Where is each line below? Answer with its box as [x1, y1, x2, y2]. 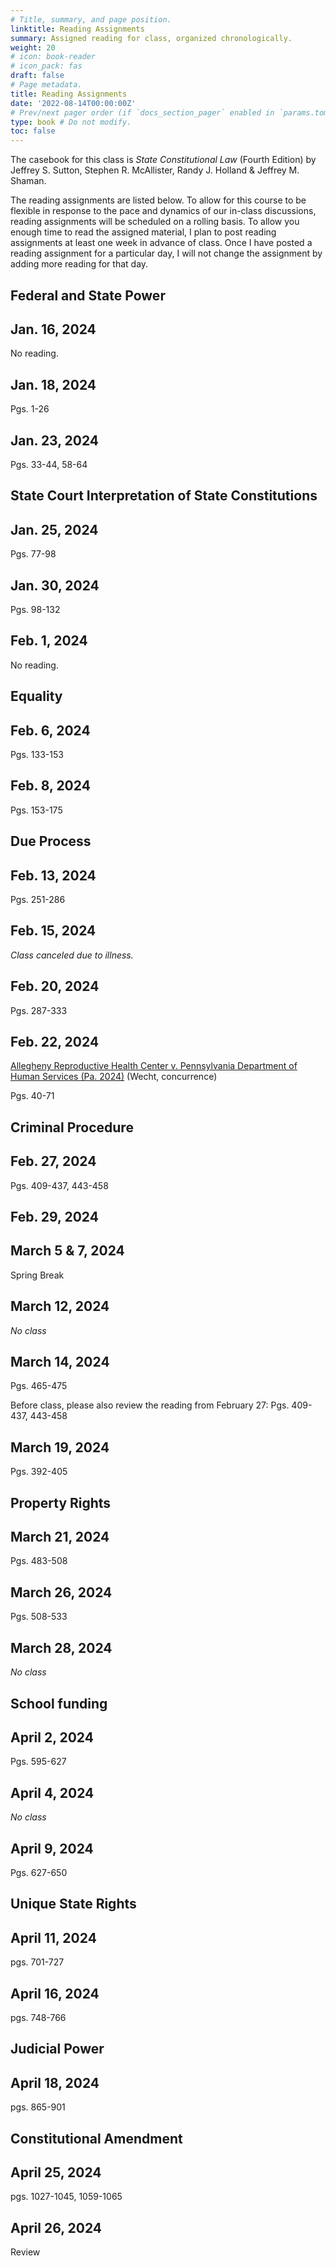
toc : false [10, 126, 56, 136]
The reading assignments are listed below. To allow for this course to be [10, 194, 307, 206]
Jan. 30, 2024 [10, 577, 100, 594]
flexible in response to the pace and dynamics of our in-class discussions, [10, 205, 317, 217]
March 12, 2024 [10, 1298, 110, 1315]
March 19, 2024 [10, 1439, 110, 1456]
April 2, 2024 [10, 1729, 94, 1746]
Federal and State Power [10, 287, 166, 304]
